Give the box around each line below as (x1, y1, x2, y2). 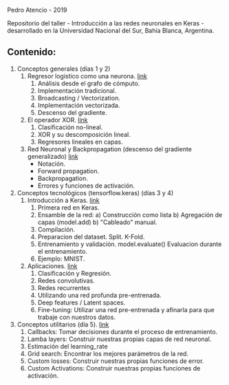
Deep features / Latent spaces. (37, 298, 126, 307)
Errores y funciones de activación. (37, 181, 135, 190)
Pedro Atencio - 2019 (7, 6, 67, 14)
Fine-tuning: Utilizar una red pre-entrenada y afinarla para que (37, 305, 215, 313)
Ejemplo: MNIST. (37, 254, 85, 263)
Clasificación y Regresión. (37, 269, 112, 277)
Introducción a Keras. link (27, 196, 100, 204)
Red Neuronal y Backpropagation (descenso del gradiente (27, 144, 193, 153)
